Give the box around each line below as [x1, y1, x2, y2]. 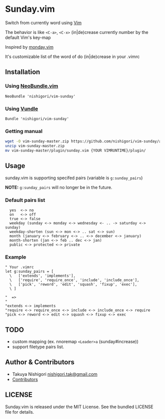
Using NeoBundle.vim [5, 83, 58, 90]
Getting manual [5, 128, 43, 134]
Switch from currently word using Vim [5, 20, 82, 26]
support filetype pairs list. [12, 344, 64, 350]
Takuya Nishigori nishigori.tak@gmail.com [12, 371, 98, 377]
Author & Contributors [5, 358, 75, 366]
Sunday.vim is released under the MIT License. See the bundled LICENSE [5, 404, 154, 410]
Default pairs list [5, 196, 46, 203]
